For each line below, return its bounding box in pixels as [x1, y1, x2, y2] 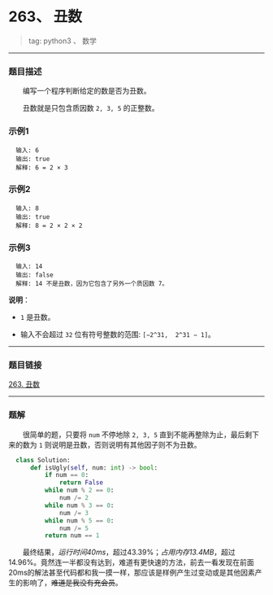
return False [59, 479, 104, 487]
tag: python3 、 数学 [28, 36, 97, 46]
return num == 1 [44, 532, 100, 540]
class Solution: [15, 456, 71, 464]
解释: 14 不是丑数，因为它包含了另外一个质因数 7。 [15, 280, 169, 288]
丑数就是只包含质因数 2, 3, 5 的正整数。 [23, 103, 159, 113]
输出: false [15, 271, 54, 279]
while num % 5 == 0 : [44, 516, 115, 525]
